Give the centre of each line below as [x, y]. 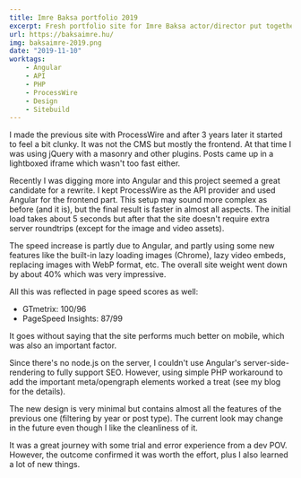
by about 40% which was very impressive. [88, 274]
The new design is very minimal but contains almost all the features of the [146, 409]
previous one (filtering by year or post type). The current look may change [146, 419]
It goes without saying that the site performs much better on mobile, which [147, 336]
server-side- [266, 363]
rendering [27, 372]
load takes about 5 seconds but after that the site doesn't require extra [140, 219]
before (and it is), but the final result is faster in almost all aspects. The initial [150, 209]
